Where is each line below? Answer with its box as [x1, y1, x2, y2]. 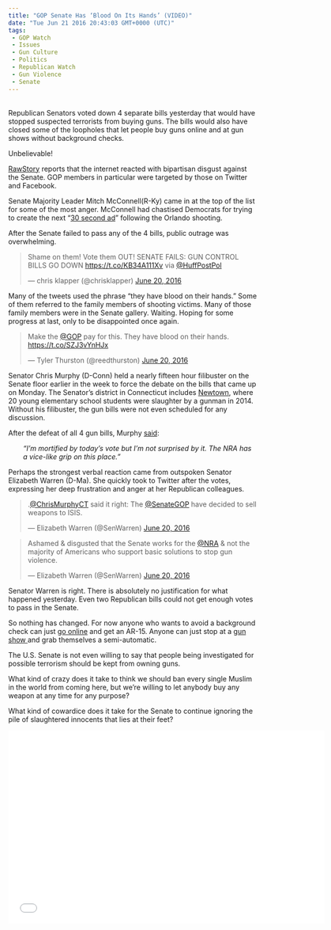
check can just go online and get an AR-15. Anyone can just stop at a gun [8, 626, 246, 636]
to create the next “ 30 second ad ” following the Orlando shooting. [8, 213, 223, 222]
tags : [8, 26, 26, 34]
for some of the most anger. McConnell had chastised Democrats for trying [8, 204, 253, 214]
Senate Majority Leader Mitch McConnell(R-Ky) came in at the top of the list [8, 195, 255, 206]
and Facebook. [8, 180, 57, 190]
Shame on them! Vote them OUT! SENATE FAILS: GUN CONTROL [27, 252, 239, 261]
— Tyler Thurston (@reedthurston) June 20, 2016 [27, 355, 188, 365]
